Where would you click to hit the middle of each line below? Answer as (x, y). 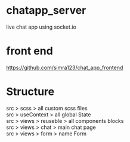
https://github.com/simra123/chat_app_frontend (65, 67)
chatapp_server (46, 10)
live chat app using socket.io (41, 27)
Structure (30, 92)
